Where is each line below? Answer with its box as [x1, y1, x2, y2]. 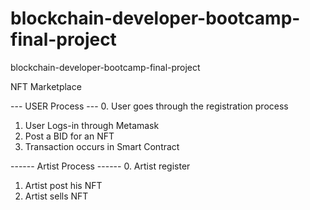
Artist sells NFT [24, 190, 89, 202]
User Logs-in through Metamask [24, 119, 160, 131]
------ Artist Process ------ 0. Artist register [10, 160, 191, 172]
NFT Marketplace [10, 80, 82, 92]
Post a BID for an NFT [24, 130, 115, 142]
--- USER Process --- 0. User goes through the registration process [10, 100, 289, 112]
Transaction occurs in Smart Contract [24, 140, 180, 152]
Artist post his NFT [24, 179, 103, 191]
